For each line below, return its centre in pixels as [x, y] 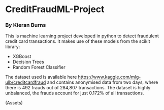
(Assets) [14, 103]
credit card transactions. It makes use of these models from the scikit [78, 41]
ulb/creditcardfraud [26, 82]
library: [13, 47]
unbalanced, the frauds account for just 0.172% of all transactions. [75, 93]
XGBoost [22, 57]
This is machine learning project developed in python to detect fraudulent [82, 36]
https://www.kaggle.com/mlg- [109, 77]
